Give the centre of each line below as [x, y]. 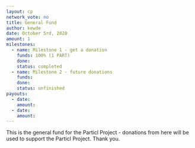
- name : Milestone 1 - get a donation [60, 50]
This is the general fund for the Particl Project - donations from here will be [98, 133]
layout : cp [20, 11]
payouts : [17, 94]
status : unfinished [41, 88]
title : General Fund [32, 22]
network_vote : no [28, 17]
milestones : [21, 45]
